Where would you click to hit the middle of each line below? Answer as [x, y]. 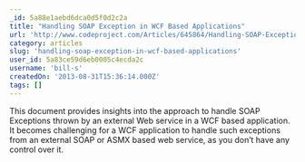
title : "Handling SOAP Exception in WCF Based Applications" [128, 26]
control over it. [37, 149]
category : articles [46, 43]
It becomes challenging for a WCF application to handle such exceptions [145, 130]
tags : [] [26, 85]
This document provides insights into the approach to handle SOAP [135, 110]
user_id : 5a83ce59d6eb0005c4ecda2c [77, 60]
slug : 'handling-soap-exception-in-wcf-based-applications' [126, 52]
